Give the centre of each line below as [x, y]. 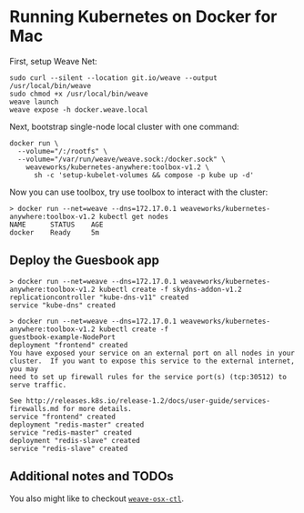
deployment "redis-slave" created [75, 440]
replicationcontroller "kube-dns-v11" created [99, 297]
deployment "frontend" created [69, 345]
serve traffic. [38, 385]
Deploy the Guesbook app [84, 261]
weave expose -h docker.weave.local [79, 110]
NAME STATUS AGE [56, 225]
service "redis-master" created [71, 433]
